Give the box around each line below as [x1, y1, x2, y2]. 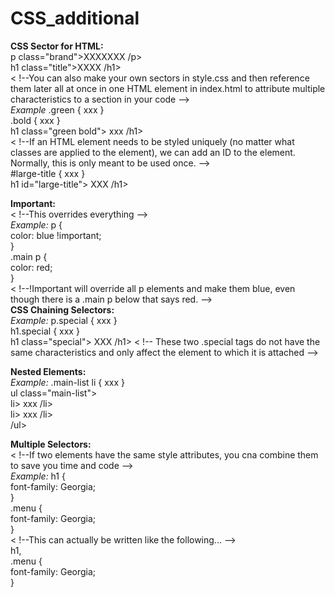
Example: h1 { [10, 470, 66, 482]
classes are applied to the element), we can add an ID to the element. [10, 146, 296, 158]
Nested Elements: [10, 365, 87, 377]
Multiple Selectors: [10, 438, 92, 450]
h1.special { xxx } [10, 325, 80, 337]
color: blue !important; [10, 229, 102, 241]
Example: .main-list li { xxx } [10, 376, 126, 388]
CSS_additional [10, 7, 140, 30]
